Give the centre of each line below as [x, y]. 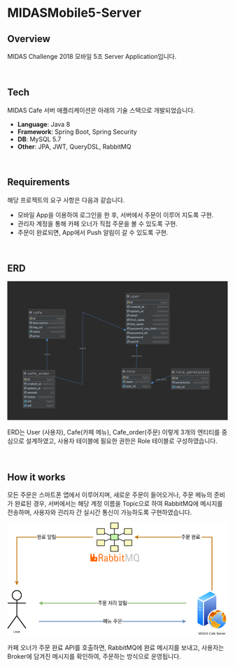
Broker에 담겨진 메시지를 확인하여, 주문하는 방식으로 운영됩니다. [94, 656]
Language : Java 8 [44, 124]
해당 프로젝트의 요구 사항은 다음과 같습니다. [66, 200]
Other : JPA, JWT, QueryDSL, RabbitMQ [74, 146]
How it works [36, 477]
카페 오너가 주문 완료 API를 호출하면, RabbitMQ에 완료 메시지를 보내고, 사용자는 [116, 648]
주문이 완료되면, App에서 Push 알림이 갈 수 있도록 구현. [93, 232]
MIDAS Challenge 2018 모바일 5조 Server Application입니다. [92, 56]
